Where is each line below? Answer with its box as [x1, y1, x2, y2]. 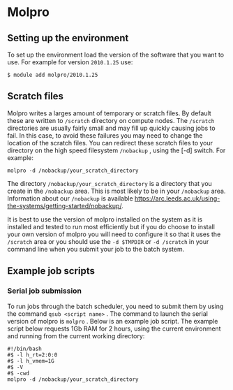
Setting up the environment [7, 32, 129, 44]
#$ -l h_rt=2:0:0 [7, 351, 58, 359]
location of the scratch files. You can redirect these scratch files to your [7, 138, 213, 147]
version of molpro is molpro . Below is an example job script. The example [7, 317, 218, 325]
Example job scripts [7, 265, 96, 277]
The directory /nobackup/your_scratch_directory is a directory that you [7, 179, 213, 187]
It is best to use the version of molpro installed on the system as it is [7, 215, 203, 224]
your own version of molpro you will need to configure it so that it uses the [7, 230, 221, 238]
